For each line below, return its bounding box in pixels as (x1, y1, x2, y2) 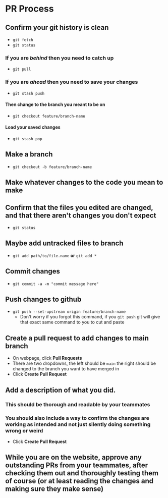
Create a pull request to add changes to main (5, 334, 149, 342)
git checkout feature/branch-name (12, 114, 85, 119)
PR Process (5, 3, 54, 15)
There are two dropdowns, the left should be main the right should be (12, 360, 156, 366)
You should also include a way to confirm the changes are (5, 414, 150, 421)
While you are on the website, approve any (5, 453, 142, 462)
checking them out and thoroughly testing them (5, 469, 159, 477)
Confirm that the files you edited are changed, (5, 203, 153, 212)
